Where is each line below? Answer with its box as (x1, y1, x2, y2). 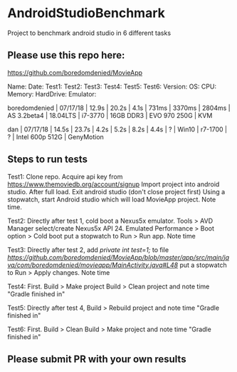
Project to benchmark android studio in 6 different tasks (7, 29, 172, 37)
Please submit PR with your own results (7, 353, 186, 365)
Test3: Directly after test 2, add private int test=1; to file (7, 245, 169, 254)
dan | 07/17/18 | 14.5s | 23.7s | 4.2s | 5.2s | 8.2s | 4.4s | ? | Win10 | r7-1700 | (7, 125, 228, 134)
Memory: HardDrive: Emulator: (7, 89, 97, 98)
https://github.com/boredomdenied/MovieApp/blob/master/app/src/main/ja (7, 253, 230, 261)
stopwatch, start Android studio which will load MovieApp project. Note (7, 195, 216, 203)
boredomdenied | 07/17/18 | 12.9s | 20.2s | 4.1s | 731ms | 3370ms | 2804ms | (7, 104, 231, 112)
